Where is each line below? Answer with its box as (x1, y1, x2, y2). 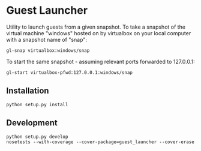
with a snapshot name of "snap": (6, 36, 88, 43)
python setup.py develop (6, 134, 68, 140)
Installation (6, 86, 49, 96)
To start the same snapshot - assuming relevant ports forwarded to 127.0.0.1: (6, 58, 195, 65)
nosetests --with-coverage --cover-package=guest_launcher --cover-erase (6, 138, 195, 145)
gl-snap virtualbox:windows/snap (6, 47, 90, 54)
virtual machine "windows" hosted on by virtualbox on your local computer (6, 29, 191, 36)
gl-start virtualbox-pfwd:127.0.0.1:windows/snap (6, 69, 133, 75)
